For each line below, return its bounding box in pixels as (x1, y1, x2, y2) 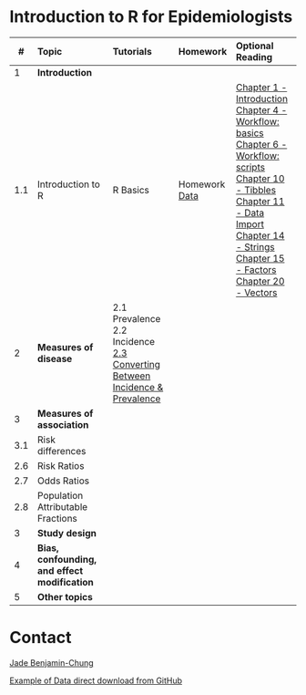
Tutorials (112, 45, 152, 57)
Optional (235, 39, 274, 52)
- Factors (235, 263, 277, 275)
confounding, (37, 553, 97, 565)
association (37, 418, 89, 430)
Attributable (37, 500, 88, 513)
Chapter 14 (235, 229, 285, 242)
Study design (37, 526, 97, 539)
